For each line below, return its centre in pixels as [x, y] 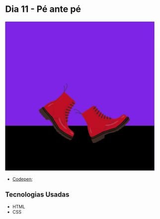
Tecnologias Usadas [37, 195]
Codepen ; [23, 179]
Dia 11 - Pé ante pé [43, 9]
